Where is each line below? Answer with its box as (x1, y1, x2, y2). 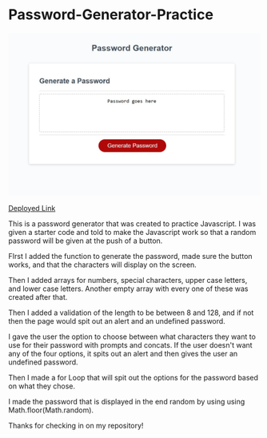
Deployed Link (8, 203, 56, 213)
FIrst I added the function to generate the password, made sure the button (8, 251, 253, 261)
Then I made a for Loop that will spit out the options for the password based (8, 372, 258, 382)
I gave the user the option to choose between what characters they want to (8, 332, 256, 341)
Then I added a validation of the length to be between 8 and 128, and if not (8, 308, 254, 317)
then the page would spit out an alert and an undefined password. (8, 316, 225, 325)
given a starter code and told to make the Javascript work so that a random (8, 227, 257, 237)
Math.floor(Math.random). (8, 405, 94, 415)
